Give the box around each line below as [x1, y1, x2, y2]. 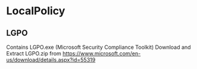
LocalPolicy [6, 4, 65, 18]
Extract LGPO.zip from [6, 50, 62, 57]
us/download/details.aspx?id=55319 [6, 57, 96, 63]
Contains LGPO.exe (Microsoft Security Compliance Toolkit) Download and [6, 43, 191, 51]
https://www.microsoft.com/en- [62, 50, 141, 57]
